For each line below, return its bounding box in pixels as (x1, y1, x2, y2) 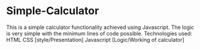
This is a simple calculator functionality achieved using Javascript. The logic (6, 24, 195, 31)
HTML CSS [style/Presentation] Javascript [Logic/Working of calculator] (6, 36, 184, 43)
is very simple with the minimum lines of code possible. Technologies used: (6, 30, 193, 37)
